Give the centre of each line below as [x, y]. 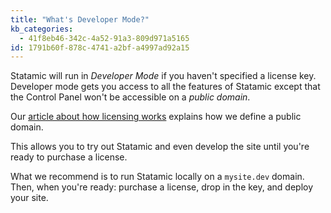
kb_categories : [42, 29]
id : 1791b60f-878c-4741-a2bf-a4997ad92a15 [100, 47]
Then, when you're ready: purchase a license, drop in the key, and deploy [162, 187]
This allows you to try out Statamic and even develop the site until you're [160, 147]
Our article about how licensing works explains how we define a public [156, 117]
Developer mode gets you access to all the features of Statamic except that [165, 87]
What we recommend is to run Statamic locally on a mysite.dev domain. [157, 177]
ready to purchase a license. [69, 157]
